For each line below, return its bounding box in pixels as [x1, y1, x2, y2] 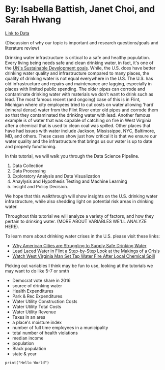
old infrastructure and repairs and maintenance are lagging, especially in [5, 80, 152, 87]
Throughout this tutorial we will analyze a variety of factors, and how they [5, 213, 154, 219]
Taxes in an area [12, 314, 46, 320]
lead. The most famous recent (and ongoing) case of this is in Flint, [5, 96, 141, 102]
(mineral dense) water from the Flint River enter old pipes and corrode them [5, 107, 158, 113]
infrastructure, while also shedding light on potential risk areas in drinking [5, 198, 154, 204]
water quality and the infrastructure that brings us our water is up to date [5, 138, 153, 144]
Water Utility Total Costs [12, 303, 61, 309]
